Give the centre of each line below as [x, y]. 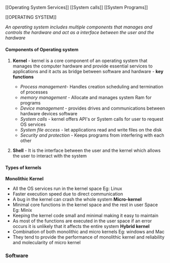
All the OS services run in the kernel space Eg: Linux [67, 189]
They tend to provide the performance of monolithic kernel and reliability [89, 237]
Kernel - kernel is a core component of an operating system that [80, 61]
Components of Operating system [42, 49]
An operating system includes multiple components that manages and [79, 27]
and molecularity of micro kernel [47, 243]
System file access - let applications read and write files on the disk [91, 130]
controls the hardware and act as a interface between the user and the [80, 32]
